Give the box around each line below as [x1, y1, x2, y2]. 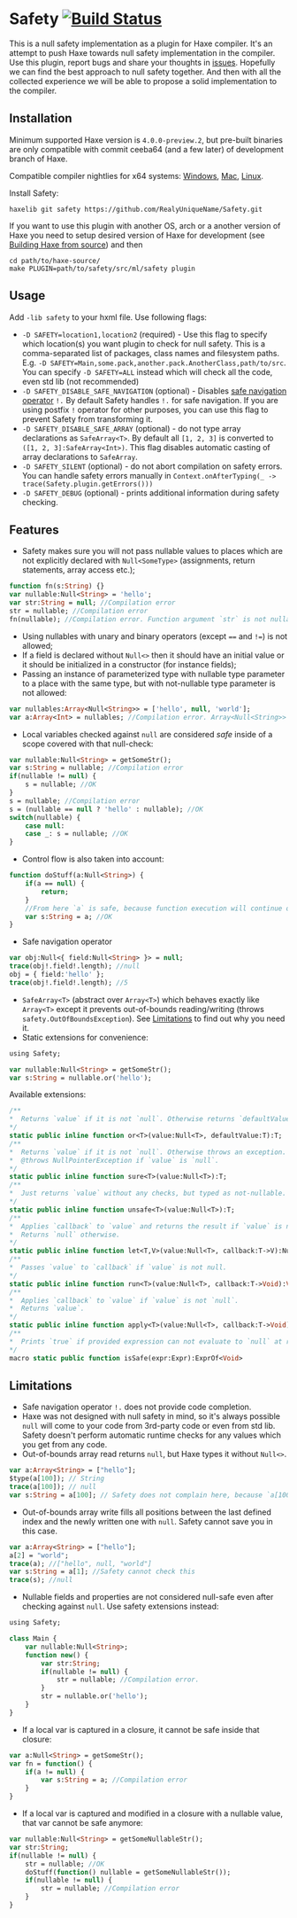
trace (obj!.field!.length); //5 [9, 978, 128, 987]
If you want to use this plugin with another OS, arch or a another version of [9, 220, 281, 230]
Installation [9, 111, 72, 126]
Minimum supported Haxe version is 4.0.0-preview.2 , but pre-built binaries [9, 134, 283, 145]
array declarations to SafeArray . [21, 451, 139, 462]
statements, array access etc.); [21, 565, 135, 575]
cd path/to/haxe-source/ [9, 256, 101, 265]
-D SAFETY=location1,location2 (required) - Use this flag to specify [21, 329, 268, 339]
